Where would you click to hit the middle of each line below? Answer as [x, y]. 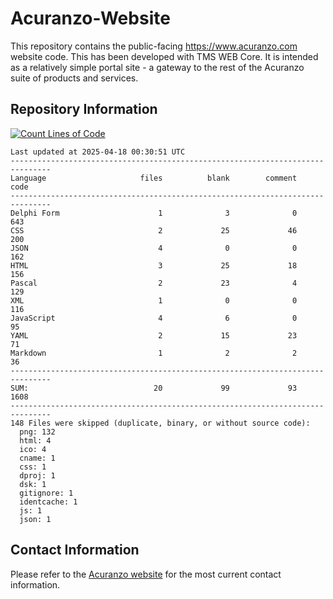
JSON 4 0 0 [154, 248]
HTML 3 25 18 [154, 265]
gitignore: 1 [46, 493]
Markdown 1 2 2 [154, 353]
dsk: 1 [33, 484]
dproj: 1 [37, 475]
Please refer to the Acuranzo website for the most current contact [146, 574]
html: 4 [35, 440]
